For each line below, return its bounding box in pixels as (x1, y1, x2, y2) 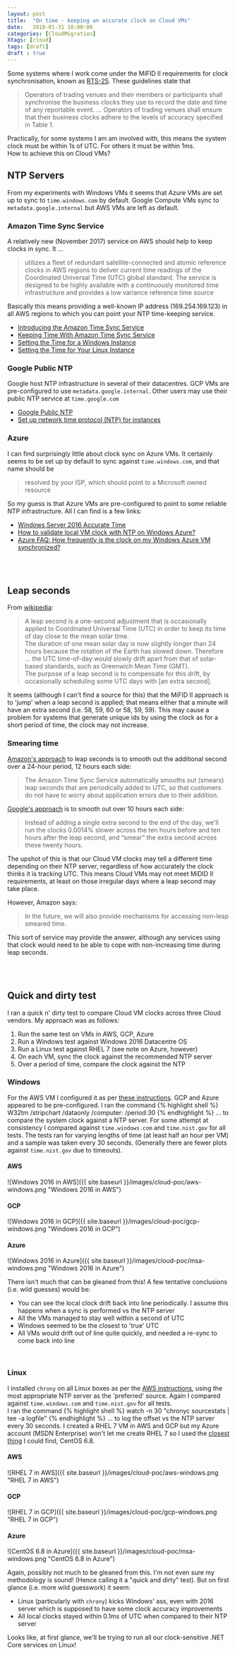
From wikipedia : (7, 603, 54, 612)
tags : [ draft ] (7, 43, 49, 50)
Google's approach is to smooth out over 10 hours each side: (7, 804, 185, 813)
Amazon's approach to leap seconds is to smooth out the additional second (7, 754, 227, 763)
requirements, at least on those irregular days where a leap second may (7, 877, 217, 885)
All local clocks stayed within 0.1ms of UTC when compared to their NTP (17, 1612, 228, 1620)
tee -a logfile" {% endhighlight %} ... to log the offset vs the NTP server (7, 1414, 215, 1423)
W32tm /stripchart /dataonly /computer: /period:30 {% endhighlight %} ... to (7, 1108, 229, 1117)
